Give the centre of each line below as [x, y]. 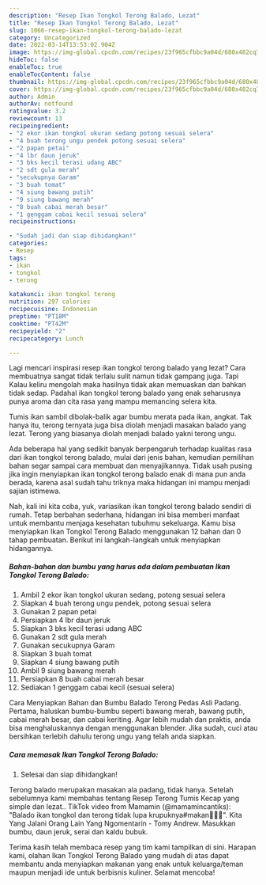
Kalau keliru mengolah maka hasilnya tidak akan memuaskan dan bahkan [128, 385]
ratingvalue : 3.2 [37, 112]
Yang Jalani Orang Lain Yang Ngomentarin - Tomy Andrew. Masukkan [122, 823]
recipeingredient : [39, 126]
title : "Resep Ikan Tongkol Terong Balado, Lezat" [94, 23]
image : [20, 52]
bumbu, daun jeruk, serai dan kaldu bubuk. [79, 832]
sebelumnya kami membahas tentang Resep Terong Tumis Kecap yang [124, 798]
